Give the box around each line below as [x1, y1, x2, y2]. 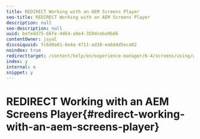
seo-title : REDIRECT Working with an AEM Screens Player [6, 14, 151, 20]
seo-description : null [6, 25, 62, 31]
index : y [6, 58, 28, 64]
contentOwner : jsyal [6, 36, 58, 42]
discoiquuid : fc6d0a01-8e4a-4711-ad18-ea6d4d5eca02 [6, 42, 137, 48]
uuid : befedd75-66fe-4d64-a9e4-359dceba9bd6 [6, 31, 118, 37]
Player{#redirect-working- [50, 108, 185, 121]
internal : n [6, 64, 36, 70]
